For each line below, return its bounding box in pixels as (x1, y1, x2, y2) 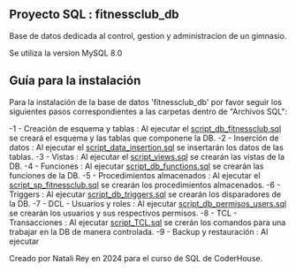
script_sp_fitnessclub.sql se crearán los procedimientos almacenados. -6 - (9, 179, 281, 190)
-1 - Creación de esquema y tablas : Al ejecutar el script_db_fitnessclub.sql (9, 123, 282, 133)
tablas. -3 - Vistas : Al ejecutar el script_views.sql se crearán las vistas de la (9, 151, 285, 162)
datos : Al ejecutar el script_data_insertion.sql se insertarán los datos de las (9, 141, 285, 153)
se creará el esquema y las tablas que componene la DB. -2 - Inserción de (9, 132, 279, 143)
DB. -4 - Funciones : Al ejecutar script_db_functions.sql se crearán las (9, 161, 264, 171)
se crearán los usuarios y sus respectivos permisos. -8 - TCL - (9, 208, 238, 218)
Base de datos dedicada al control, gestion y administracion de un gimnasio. (9, 30, 287, 41)
